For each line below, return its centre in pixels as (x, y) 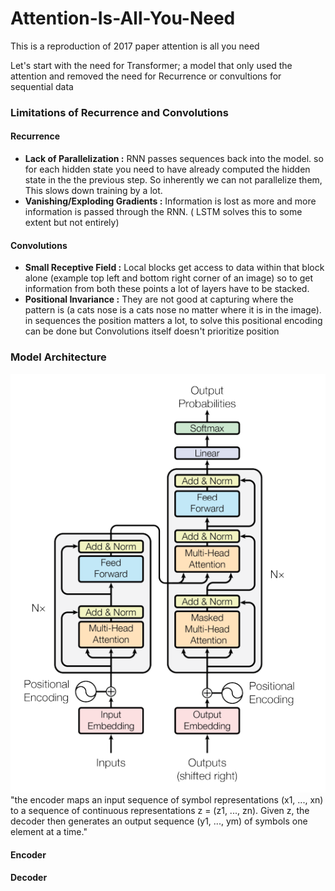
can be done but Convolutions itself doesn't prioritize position (152, 331)
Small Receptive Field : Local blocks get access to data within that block (174, 268)
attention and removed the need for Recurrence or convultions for (146, 76)
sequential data (42, 86)
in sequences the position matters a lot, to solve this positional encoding (173, 321)
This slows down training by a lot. (93, 191)
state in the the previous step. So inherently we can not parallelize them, (173, 180)
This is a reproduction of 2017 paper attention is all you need (135, 46)
